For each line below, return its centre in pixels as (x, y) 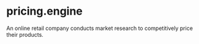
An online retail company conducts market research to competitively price (99, 28)
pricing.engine (44, 11)
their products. (25, 34)
